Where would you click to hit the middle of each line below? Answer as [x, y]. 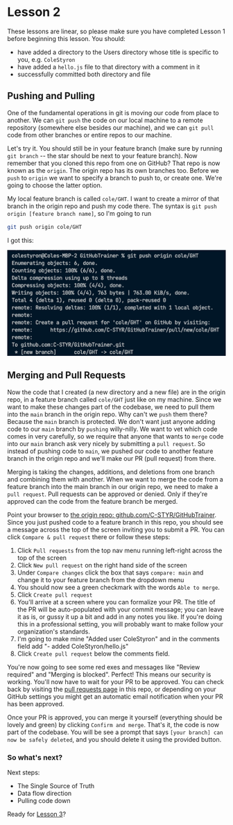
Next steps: [24, 773]
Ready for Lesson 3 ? [37, 814]
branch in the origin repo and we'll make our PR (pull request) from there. [112, 458]
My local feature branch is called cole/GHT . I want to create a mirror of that [113, 198]
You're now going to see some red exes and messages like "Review [104, 667]
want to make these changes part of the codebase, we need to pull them [111, 407]
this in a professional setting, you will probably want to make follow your [120, 624]
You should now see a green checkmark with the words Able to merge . [119, 587]
